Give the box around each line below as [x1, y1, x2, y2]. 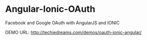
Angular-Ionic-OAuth [5, 3, 95, 15]
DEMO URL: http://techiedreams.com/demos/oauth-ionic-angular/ [5, 29, 142, 35]
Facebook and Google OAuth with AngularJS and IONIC [5, 20, 120, 26]
